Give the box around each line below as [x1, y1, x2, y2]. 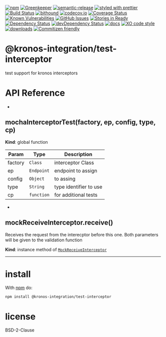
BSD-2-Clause [5, 327, 35, 333]
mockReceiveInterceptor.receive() [5, 219, 114, 227]
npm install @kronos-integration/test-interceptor [5, 294, 112, 299]
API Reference [5, 87, 65, 99]
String [29, 184, 44, 189]
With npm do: [5, 285, 33, 291]
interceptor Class [54, 159, 94, 166]
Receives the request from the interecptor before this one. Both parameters [5, 231, 159, 237]
